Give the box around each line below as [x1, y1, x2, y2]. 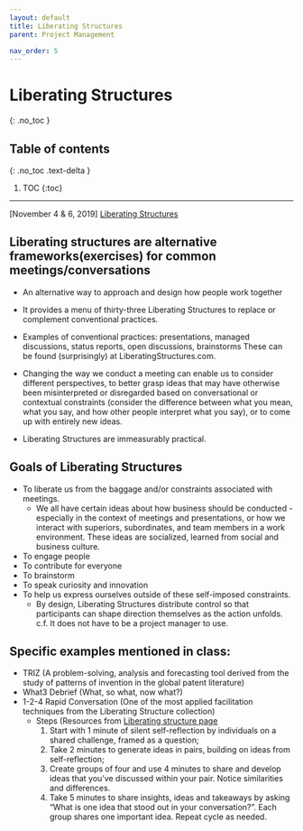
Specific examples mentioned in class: [9, 644, 232, 660]
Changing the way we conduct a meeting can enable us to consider [22, 367, 273, 379]
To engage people [22, 550, 90, 561]
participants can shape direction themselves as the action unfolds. [35, 608, 283, 619]
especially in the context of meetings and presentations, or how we [35, 512, 286, 523]
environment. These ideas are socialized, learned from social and [35, 531, 280, 542]
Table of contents [9, 141, 110, 156]
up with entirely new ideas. [22, 416, 124, 427]
